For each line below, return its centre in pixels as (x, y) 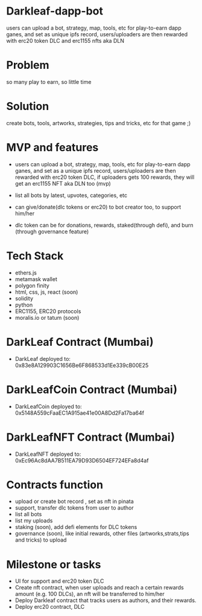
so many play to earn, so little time (49, 82)
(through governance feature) (52, 232)
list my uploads (34, 520)
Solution (28, 106)
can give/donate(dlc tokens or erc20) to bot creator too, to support (98, 207)
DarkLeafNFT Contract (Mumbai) (91, 437)
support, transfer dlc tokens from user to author (74, 508)
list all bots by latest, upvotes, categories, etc (71, 195)
